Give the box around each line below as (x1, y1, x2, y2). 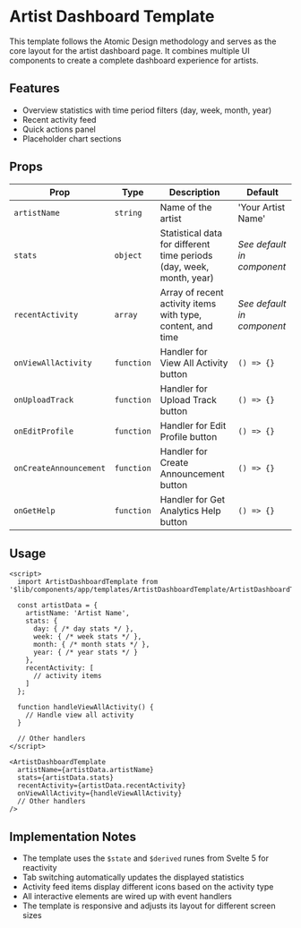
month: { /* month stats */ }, (32, 640, 150, 649)
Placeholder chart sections (21, 133, 122, 144)
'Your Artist (237, 201, 286, 213)
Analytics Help (159, 504, 221, 517)
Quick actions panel (21, 124, 97, 134)
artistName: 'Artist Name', (25, 609, 130, 618)
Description (168, 185, 220, 198)
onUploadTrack (13, 394, 74, 405)
